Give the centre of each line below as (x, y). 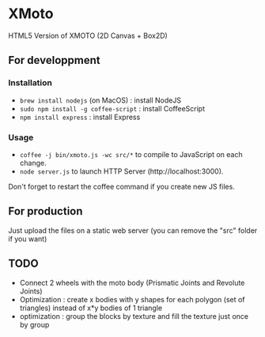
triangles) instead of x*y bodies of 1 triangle (91, 308)
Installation (30, 83)
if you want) (28, 238)
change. (33, 163)
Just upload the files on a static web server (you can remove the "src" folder (133, 230)
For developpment (54, 60)
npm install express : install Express (80, 117)
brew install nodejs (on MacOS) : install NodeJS (100, 100)
